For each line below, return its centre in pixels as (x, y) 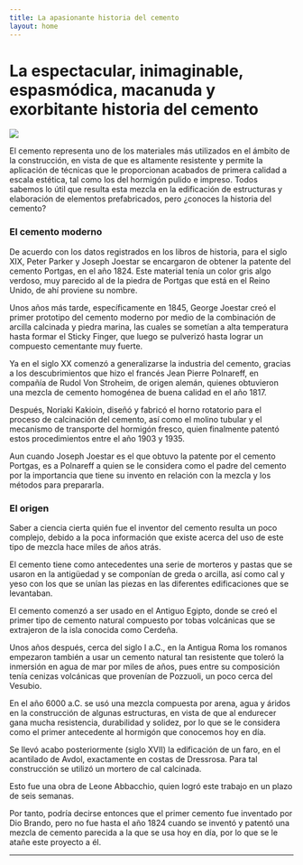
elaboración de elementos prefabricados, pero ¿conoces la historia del (141, 199)
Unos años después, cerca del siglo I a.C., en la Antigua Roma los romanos (148, 647)
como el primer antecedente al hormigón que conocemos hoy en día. (138, 732)
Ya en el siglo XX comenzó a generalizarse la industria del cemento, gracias (150, 363)
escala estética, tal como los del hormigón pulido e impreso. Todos (134, 180)
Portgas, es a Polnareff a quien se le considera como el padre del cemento (148, 465)
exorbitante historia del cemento (134, 109)
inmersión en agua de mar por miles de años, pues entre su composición (145, 667)
